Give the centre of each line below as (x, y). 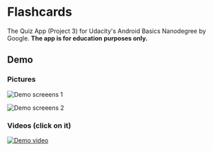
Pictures (22, 80)
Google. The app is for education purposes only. (78, 38)
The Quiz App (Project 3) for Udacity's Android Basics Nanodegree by (107, 31)
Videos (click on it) (39, 126)
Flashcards (40, 12)
